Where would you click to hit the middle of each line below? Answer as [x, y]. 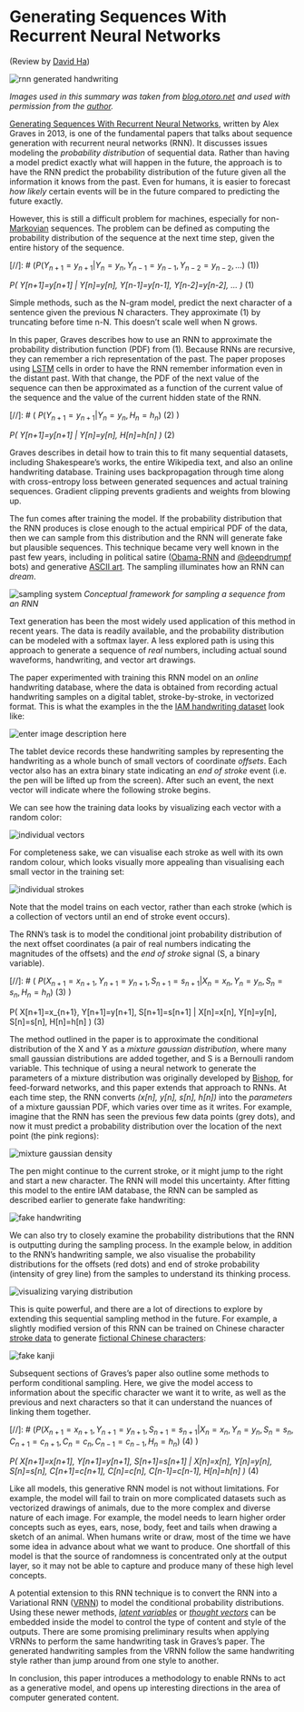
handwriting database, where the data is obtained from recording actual [144, 687]
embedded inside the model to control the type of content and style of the [148, 1622]
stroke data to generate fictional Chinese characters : [108, 1339]
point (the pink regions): [54, 1136]
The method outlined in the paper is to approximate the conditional [134, 1040]
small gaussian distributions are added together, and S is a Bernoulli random [152, 1059]
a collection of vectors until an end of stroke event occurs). [120, 916]
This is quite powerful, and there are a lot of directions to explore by [136, 1309]
